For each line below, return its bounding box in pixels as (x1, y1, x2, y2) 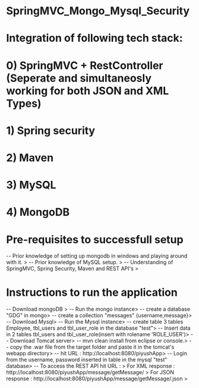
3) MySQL (6, 179, 56, 192)
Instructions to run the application (6, 286, 178, 299)
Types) (6, 96, 42, 110)
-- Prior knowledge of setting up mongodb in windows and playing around (6, 252, 188, 259)
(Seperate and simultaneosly (6, 71, 152, 85)
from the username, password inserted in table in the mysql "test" (6, 356, 168, 364)
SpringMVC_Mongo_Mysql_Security (6, 4, 190, 18)
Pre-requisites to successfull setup (6, 233, 184, 246)
